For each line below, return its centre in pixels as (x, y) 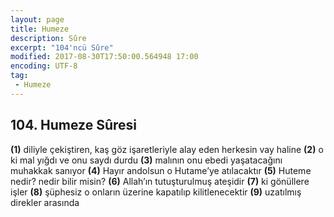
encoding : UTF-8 (44, 66)
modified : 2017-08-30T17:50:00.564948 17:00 (104, 57)
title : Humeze (40, 29)
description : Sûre (48, 38)
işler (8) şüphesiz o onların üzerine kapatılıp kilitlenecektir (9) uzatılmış (156, 192)
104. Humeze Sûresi (73, 125)
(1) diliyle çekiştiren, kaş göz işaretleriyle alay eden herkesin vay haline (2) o (167, 149)
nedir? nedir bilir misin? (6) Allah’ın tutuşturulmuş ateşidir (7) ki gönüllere (160, 181)
